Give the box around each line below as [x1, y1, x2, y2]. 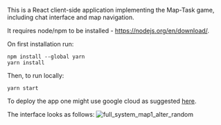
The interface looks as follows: [7, 110, 95, 118]
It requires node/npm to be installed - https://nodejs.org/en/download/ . [7, 27, 210, 35]
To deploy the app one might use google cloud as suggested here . [7, 97, 197, 105]
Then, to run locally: [7, 72, 64, 79]
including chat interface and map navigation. [7, 13, 135, 21]
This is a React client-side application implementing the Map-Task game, [7, 6, 215, 14]
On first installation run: [7, 40, 74, 48]
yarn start [7, 85, 39, 92]
